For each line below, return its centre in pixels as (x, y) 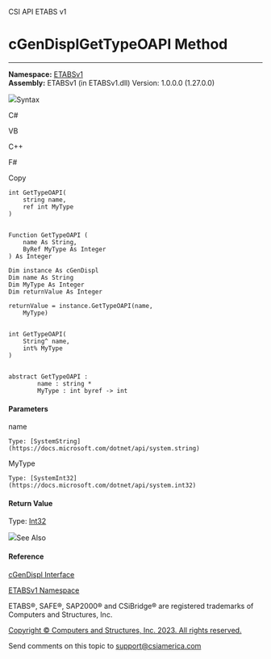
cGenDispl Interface (42, 574)
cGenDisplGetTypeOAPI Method (118, 44)
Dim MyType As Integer (46, 285)
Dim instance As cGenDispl (54, 270)
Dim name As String (41, 277)
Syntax (28, 99)
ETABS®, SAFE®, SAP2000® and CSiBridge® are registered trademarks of (131, 606)
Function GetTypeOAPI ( (48, 235)
